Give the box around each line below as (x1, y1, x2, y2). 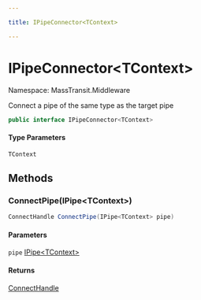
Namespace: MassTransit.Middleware (8, 85, 131, 94)
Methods (8, 172, 54, 185)
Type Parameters (8, 133, 66, 143)
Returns (8, 265, 35, 275)
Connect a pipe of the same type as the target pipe (8, 100, 174, 110)
